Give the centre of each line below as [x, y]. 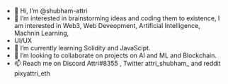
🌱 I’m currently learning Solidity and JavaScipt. [82, 48]
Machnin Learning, [41, 33]
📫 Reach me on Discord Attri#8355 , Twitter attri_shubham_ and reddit [117, 63]
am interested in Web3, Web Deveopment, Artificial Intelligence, [107, 26]
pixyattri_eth [32, 73]
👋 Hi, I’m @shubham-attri [51, 11]
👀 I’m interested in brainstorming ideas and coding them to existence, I [117, 18]
